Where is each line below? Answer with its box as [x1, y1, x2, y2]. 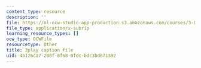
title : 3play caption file [6, 47, 74, 53]
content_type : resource [6, 8, 66, 15]
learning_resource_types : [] [6, 31, 79, 37]
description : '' [6, 14, 47, 20]
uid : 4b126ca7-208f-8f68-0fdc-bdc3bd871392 [6, 53, 117, 59]
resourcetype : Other [6, 42, 58, 48]
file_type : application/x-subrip [6, 25, 90, 31]
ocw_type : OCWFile [6, 36, 52, 42]
